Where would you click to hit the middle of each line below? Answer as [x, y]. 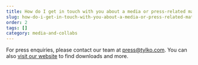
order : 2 [17, 22]
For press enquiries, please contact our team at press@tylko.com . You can [97, 50]
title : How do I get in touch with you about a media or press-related [96, 11]
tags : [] [17, 28]
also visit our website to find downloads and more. [67, 56]
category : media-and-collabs [42, 33]
